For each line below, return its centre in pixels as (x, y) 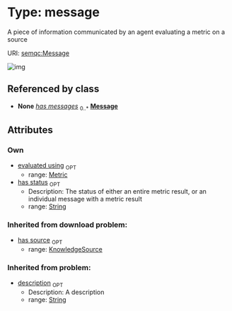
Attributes (30, 130)
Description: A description (66, 292)
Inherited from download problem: (68, 225)
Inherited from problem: (49, 267)
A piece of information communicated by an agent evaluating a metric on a (116, 32)
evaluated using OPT (47, 166)
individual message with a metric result (85, 199)
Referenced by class (53, 89)
